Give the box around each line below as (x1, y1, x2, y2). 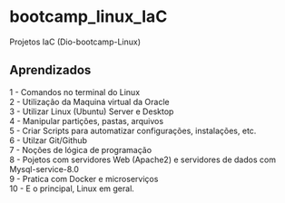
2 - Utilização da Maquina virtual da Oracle (9, 96, 170, 107)
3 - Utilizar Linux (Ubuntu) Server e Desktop (9, 106, 174, 117)
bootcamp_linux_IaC (9, 6, 168, 27)
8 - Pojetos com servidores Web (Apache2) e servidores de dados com (9, 154, 277, 165)
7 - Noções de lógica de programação (9, 144, 152, 155)
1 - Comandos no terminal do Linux (9, 86, 141, 97)
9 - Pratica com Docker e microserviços (9, 173, 159, 184)
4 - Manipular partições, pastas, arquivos (9, 115, 164, 126)
